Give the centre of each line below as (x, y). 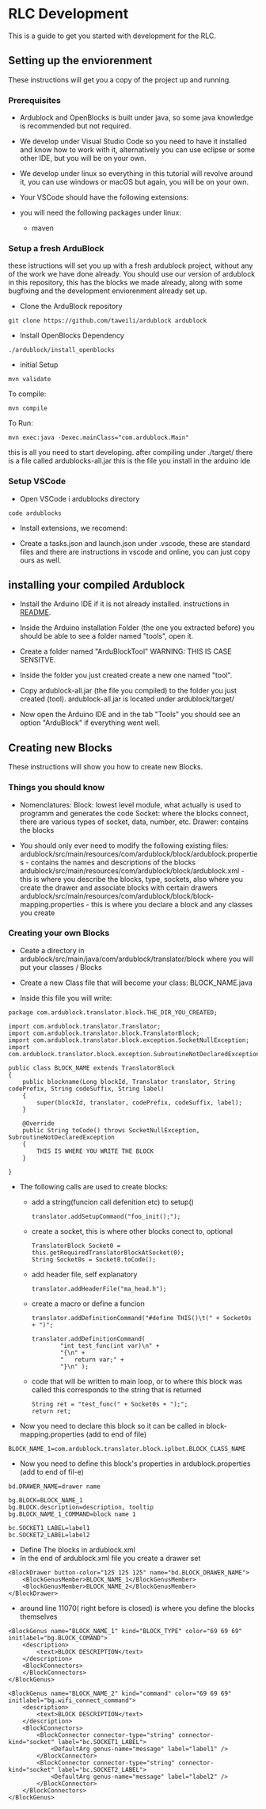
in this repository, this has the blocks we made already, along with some (125, 283)
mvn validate (30, 380)
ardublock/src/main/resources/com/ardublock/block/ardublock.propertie (139, 853)
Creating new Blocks (61, 748)
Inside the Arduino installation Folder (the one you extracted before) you (137, 628)
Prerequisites (34, 100)
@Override (39, 1123)
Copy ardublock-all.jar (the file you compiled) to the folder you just (128, 691)
